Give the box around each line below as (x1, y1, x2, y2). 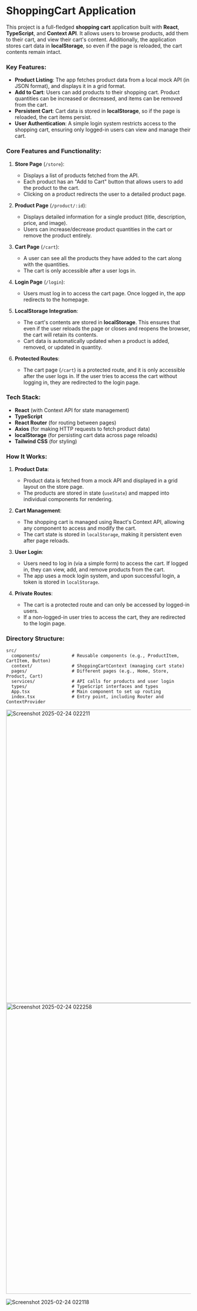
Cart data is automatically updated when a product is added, (23, 337, 170, 344)
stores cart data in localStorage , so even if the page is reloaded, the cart (6, 42, 182, 49)
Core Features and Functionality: (6, 147, 101, 155)
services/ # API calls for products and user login (11, 679, 175, 685)
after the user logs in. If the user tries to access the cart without (23, 372, 178, 379)
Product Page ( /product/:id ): (14, 202, 87, 209)
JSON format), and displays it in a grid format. (14, 83, 126, 90)
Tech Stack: (6, 393, 41, 401)
